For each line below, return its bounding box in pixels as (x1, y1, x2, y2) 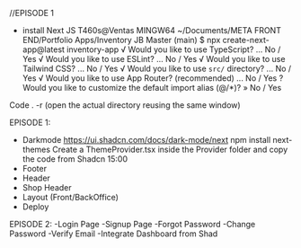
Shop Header (22, 182, 72, 192)
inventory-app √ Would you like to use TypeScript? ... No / (66, 44, 281, 55)
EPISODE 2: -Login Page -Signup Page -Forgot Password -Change (9, 219, 256, 229)
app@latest (22, 44, 66, 55)
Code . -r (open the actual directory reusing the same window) (9, 100, 241, 111)
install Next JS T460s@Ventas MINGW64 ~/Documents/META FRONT (22, 25, 281, 35)
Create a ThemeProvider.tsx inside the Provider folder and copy (52, 144, 288, 155)
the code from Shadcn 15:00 (22, 154, 128, 164)
